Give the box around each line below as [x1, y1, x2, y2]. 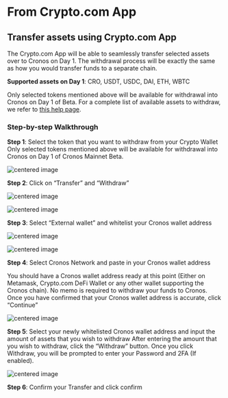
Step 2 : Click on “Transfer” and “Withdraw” [7, 179, 129, 187]
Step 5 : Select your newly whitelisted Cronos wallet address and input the [7, 327, 216, 336]
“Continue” [7, 301, 38, 309]
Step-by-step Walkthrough [7, 122, 99, 132]
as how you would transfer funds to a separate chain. [7, 64, 157, 72]
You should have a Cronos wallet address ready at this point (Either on [7, 272, 205, 280]
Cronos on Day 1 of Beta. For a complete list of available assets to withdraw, [7, 98, 221, 106]
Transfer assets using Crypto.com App [7, 32, 177, 43]
